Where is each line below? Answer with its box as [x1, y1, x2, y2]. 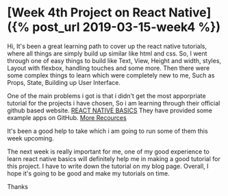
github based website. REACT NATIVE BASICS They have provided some [7, 106, 212, 114]
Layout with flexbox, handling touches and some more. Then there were [7, 64, 210, 72]
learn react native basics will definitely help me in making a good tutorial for [7, 154, 220, 162]
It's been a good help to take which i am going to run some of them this [7, 127, 208, 135]
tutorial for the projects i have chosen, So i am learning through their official [7, 99, 220, 107]
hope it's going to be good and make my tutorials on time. [7, 169, 170, 177]
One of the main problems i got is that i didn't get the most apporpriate [7, 91, 207, 100]
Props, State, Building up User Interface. [7, 78, 121, 86]
